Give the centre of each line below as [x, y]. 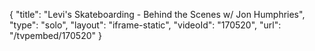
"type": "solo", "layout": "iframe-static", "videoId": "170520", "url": [145, 25]
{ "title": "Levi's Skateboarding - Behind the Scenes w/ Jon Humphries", [157, 14]
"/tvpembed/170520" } [55, 35]
